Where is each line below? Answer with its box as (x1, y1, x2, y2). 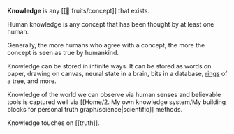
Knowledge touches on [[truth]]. (7, 119, 100, 127)
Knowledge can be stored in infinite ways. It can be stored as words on (7, 62, 212, 70)
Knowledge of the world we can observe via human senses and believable (7, 91, 221, 98)
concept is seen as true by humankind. (7, 49, 119, 57)
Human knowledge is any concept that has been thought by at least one (7, 20, 214, 28)
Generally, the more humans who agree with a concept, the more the (7, 41, 205, 49)
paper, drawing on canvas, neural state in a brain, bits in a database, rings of (7, 70, 228, 77)
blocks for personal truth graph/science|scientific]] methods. (7, 105, 183, 113)
